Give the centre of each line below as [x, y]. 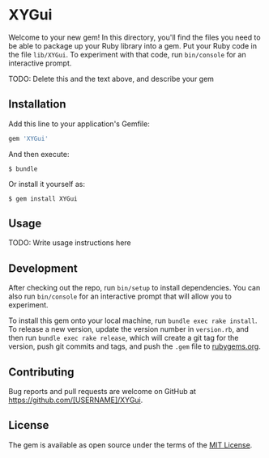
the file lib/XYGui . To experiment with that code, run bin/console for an [127, 54]
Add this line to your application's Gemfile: [79, 124]
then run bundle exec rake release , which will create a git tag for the [124, 338]
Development [43, 268]
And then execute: [39, 154]
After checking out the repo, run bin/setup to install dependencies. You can [134, 288]
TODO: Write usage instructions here [70, 243]
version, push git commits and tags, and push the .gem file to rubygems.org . [135, 346]
